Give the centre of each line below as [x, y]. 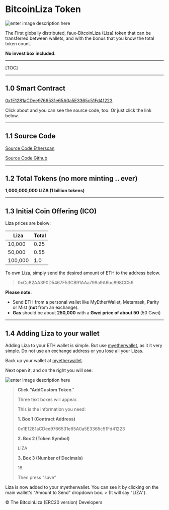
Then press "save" [37, 477]
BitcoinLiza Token [43, 9]
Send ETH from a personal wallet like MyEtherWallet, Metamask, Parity [86, 302]
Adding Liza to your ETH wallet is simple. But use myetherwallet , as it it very [84, 345]
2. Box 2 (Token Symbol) [44, 438]
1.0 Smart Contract [35, 88]
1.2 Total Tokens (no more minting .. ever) [71, 178]
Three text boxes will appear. [48, 399]
